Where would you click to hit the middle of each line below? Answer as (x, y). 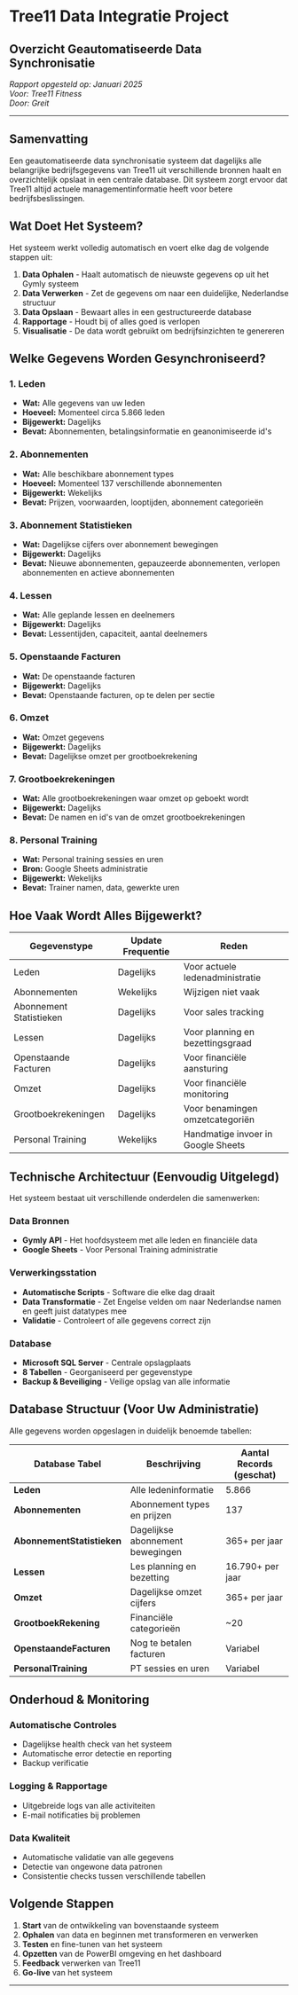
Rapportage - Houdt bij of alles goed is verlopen (111, 321)
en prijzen (151, 1515)
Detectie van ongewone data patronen (92, 1866)
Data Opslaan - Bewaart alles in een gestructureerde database (137, 311)
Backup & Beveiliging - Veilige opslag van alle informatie (126, 1381)
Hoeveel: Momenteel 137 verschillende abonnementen (122, 483)
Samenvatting (49, 139)
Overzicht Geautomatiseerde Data (106, 49)
